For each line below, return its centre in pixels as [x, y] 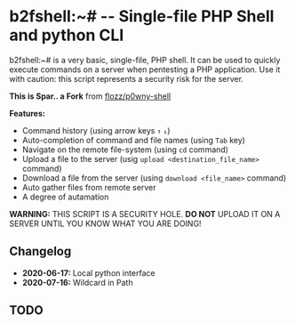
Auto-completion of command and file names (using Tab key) [134, 140]
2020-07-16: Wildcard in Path [77, 282]
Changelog [40, 251]
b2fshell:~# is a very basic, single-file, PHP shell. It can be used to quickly [145, 60]
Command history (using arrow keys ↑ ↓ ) [96, 130]
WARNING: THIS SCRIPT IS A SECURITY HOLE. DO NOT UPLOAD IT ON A [145, 214]
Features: [28, 113]
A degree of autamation [65, 197]
